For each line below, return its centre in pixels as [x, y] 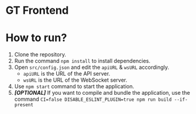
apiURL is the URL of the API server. [67, 74]
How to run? [36, 38]
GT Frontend [37, 10]
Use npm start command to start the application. [74, 86]
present [24, 105]
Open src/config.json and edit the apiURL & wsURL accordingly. [92, 67]
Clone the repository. [40, 55]
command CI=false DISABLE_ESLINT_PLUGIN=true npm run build [93, 99]
